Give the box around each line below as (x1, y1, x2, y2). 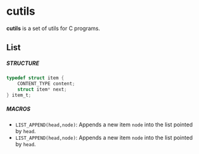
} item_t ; (6, 92, 32, 98)
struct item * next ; (17, 87, 67, 93)
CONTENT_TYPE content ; (17, 81, 75, 87)
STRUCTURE (6, 60, 40, 67)
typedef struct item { (6, 75, 64, 81)
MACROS (6, 106, 31, 113)
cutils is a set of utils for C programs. (6, 25, 100, 32)
